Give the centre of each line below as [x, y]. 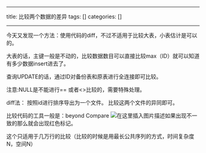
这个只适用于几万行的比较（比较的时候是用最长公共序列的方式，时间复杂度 [100, 136]
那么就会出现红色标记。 [47, 123]
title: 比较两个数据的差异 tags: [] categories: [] [64, 17]
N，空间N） [21, 144]
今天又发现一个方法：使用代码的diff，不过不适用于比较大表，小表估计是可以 [102, 35]
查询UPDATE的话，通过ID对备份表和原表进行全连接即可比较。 [84, 76]
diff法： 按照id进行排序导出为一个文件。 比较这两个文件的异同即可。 [92, 103]
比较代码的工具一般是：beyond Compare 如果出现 [97, 116]
